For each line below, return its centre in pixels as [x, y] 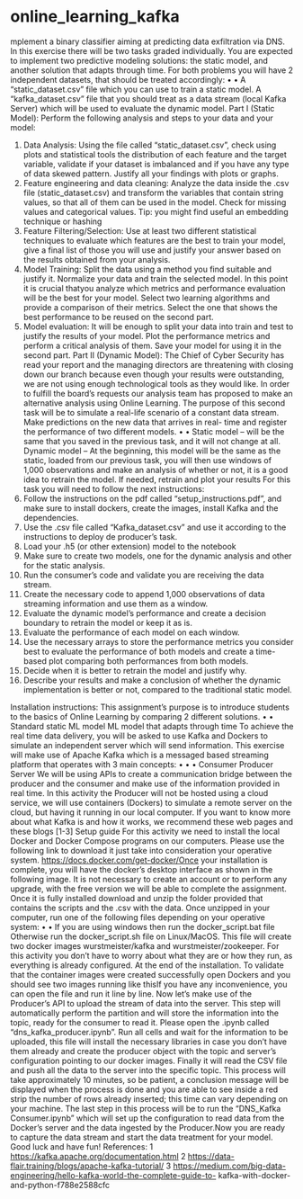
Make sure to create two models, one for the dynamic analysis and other [157, 556]
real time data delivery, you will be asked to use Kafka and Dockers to [139, 736]
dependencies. [51, 517]
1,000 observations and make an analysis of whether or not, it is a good [156, 470]
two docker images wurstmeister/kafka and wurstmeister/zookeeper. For [145, 945]
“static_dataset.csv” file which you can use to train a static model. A [136, 89]
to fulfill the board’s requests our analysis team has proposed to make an [158, 393]
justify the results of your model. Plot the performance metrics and [147, 336]
